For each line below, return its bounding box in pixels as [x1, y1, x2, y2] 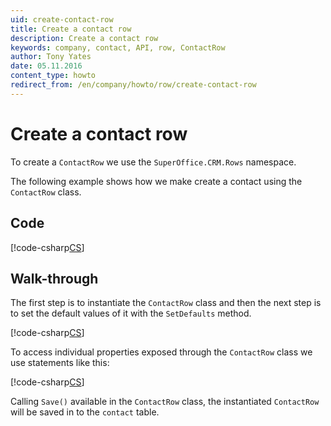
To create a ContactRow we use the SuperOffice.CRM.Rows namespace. [10, 156, 297, 168]
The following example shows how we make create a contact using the [10, 175, 303, 187]
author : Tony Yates [10, 52, 92, 62]
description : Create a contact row [10, 33, 159, 43]
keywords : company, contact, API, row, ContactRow [10, 42, 226, 53]
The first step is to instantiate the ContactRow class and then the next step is [10, 297, 322, 309]
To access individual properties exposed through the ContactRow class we [10, 346, 313, 358]
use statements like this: [10, 357, 110, 369]
